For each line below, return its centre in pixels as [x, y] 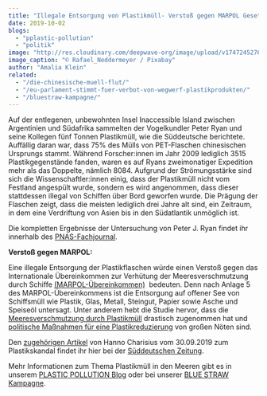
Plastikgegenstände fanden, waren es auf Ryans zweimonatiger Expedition [130, 162]
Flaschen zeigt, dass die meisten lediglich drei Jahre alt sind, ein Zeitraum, [130, 205]
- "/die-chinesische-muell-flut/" [72, 82]
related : [23, 75]
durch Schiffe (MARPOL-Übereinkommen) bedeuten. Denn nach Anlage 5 [130, 284]
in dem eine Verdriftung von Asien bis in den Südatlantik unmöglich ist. [124, 213]
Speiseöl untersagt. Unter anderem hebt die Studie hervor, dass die [118, 310]
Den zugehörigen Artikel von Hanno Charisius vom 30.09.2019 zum [118, 343]
